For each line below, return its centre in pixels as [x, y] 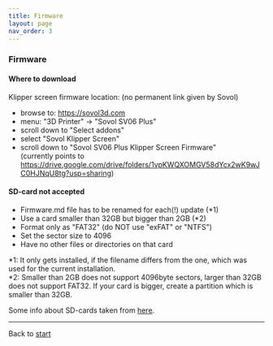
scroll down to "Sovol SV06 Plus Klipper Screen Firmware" [118, 147]
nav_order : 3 [30, 31]
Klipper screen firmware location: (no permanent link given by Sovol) [123, 97]
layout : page [30, 24]
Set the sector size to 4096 [66, 236]
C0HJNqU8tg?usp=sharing [66, 173]
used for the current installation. [62, 268]
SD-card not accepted [47, 192]
